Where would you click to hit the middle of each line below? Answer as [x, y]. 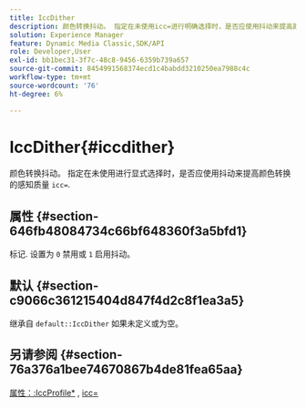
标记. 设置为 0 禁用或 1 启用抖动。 [72, 254]
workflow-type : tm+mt [51, 77]
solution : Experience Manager [67, 35]
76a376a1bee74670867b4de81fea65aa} [126, 370]
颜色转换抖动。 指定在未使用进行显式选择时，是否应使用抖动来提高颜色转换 [150, 173]
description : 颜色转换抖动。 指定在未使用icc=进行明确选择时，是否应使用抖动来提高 [151, 26]
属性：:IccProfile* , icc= [54, 392]
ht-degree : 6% [36, 94]
